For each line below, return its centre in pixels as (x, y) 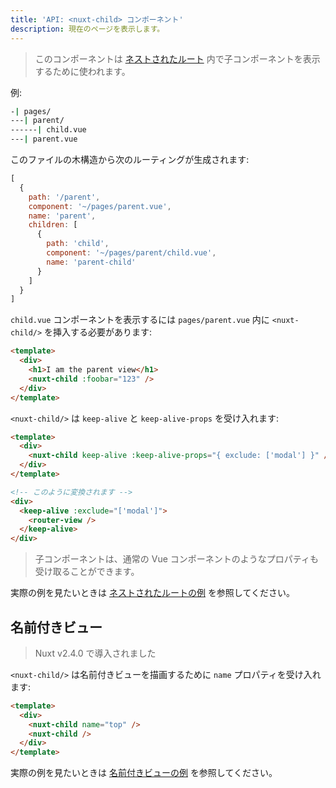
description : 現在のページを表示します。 (87, 29)
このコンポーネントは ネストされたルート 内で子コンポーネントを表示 (177, 58)
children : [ (53, 225)
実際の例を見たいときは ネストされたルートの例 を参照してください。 (153, 593)
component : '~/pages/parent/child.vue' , (131, 253)
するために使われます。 (82, 71)
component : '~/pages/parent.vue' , (100, 206)
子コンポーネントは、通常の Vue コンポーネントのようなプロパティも (176, 559)
